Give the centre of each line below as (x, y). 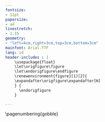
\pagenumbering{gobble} (32, 114)
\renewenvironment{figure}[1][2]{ (51, 76)
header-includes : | (27, 57)
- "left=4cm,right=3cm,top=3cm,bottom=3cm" (52, 43)
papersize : (17, 19)
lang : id (14, 52)
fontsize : (16, 10)
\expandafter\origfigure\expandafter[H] (58, 81)
